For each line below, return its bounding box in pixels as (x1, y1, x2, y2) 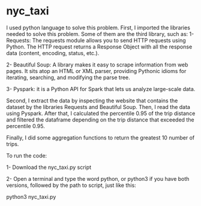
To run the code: (6, 152, 47, 159)
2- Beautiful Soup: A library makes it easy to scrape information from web (6, 61, 188, 68)
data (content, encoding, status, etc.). (6, 49, 100, 56)
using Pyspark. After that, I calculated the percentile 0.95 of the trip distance (6, 110, 196, 117)
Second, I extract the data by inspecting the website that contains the (6, 97, 178, 104)
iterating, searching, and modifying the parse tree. (6, 74, 130, 81)
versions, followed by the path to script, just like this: (6, 181, 136, 189)
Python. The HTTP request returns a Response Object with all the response (6, 43, 193, 50)
